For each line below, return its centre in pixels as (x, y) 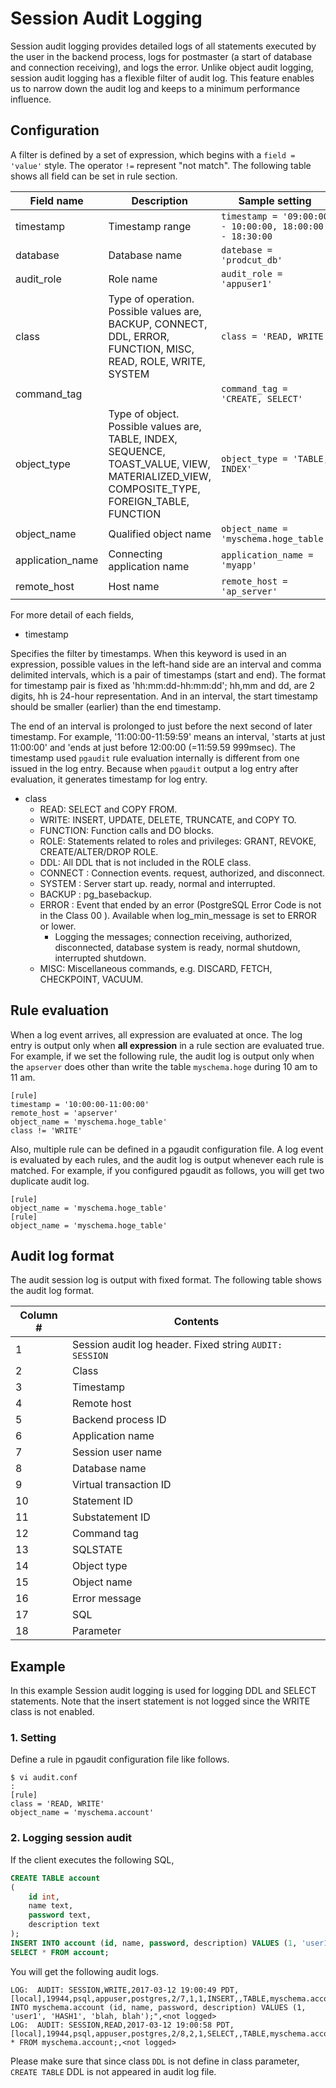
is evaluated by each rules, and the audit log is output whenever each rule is (167, 1159)
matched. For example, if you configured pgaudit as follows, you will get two (167, 1170)
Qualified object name (160, 534)
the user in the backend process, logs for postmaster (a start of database (161, 56)
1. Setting (33, 1738)
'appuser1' (247, 283)
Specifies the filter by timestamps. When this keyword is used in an (148, 653)
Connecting (135, 554)
